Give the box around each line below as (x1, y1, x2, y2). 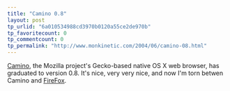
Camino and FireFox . (7, 76, 67, 84)
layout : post (7, 17, 45, 24)
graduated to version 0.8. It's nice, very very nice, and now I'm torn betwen (7, 69, 224, 77)
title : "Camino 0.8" (7, 10, 68, 17)
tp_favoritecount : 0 (7, 29, 68, 37)
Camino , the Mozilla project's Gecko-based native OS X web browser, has (7, 62, 220, 69)
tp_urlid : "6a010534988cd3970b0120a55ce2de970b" (7, 23, 151, 30)
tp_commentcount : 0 (7, 36, 64, 43)
